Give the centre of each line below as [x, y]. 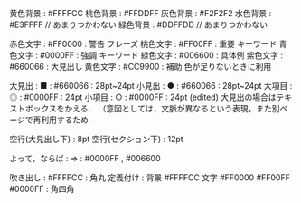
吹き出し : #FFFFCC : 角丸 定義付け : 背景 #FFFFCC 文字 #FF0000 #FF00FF [150, 178]
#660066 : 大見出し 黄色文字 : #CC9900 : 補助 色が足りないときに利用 [141, 67]
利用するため [64, 120]
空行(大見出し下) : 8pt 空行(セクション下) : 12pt [96, 139]
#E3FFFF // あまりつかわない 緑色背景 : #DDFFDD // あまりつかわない [139, 24]
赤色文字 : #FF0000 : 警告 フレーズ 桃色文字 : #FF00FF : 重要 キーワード [143, 44]
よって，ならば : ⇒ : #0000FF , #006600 [85, 158]
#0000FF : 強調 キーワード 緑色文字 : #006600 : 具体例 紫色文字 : [161, 55]
